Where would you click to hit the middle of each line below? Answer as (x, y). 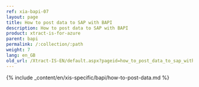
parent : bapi (22, 39)
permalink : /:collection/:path (45, 45)
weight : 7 (18, 50)
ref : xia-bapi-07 (28, 11)
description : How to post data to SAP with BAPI (67, 28)
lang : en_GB (21, 55)
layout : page (22, 17)
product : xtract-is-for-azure (44, 34)
